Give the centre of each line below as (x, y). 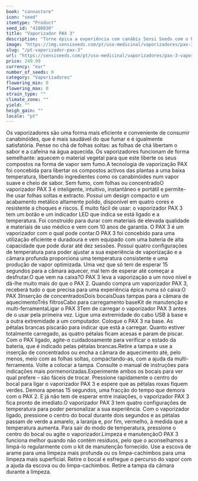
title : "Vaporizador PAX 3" (41, 34)
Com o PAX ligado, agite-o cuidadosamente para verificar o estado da (91, 340)
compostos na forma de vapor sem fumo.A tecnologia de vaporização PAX (97, 164)
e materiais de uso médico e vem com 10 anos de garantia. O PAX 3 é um (95, 227)
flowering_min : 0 (27, 83)
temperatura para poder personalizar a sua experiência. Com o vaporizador (98, 409)
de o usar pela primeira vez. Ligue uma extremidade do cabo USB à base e (97, 315)
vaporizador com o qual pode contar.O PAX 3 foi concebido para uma (90, 233)
